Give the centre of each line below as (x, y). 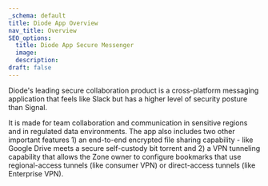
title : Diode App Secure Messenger (75, 46)
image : (26, 53)
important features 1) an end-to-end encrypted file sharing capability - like (131, 140)
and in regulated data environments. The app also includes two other (122, 131)
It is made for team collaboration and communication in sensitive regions (128, 123)
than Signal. (28, 107)
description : (37, 61)
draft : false (30, 68)
